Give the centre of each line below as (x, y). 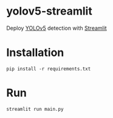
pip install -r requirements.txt (49, 69)
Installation (35, 53)
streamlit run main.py (35, 109)
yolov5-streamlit (49, 11)
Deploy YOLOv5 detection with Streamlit (57, 28)
